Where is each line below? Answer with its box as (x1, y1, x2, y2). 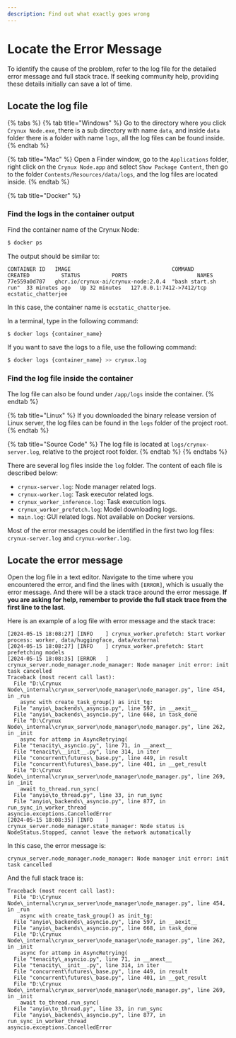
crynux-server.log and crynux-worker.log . (7, 533, 132, 542)
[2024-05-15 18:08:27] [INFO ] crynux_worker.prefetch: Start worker (7, 630, 226, 638)
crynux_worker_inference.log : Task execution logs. (17, 497, 167, 506)
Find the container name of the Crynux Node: (7, 225, 139, 234)
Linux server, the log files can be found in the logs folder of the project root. (7, 418, 228, 427)
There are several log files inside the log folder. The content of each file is (7, 461, 223, 469)
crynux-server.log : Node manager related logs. (17, 482, 157, 491)
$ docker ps (7, 239, 42, 246)
